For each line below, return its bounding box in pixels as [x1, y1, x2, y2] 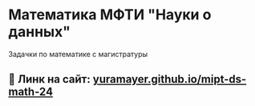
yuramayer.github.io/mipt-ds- [92, 72, 247, 86]
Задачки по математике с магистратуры [8, 49, 148, 59]
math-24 [8, 85, 54, 99]
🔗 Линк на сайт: [8, 72, 91, 86]
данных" [8, 22, 71, 41]
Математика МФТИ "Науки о [8, 6, 212, 24]
